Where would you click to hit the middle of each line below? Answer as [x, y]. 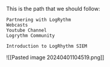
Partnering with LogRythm [38, 20]
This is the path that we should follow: [53, 9]
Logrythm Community [31, 36]
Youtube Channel [26, 30]
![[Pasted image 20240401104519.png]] [55, 57]
